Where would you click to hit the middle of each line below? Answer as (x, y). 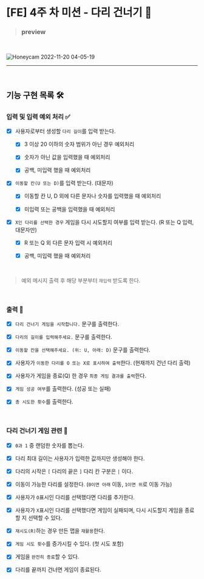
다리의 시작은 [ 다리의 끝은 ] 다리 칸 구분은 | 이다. (74, 471)
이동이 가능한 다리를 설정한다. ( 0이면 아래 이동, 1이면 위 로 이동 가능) (93, 485)
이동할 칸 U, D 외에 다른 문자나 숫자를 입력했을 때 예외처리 (93, 196)
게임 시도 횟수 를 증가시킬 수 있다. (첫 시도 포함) (70, 544)
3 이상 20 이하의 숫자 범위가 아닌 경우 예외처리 (79, 144)
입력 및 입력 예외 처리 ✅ (39, 116)
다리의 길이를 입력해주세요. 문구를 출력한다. (63, 337)
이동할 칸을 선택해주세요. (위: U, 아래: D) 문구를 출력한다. (83, 350)
